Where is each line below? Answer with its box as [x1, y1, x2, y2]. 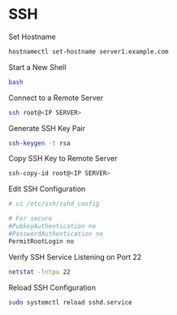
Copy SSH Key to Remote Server [8, 154, 118, 164]
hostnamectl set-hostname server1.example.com [8, 47, 169, 55]
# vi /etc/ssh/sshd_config [8, 200, 100, 208]
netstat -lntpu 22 [8, 268, 71, 276]
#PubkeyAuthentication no [8, 222, 96, 230]
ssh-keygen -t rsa [8, 139, 71, 147]
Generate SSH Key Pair [8, 123, 86, 133]
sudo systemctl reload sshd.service [8, 298, 132, 306]
